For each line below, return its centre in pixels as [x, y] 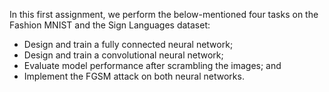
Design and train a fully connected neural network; [128, 44]
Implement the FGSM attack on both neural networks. [134, 76]
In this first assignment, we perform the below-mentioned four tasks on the [164, 14]
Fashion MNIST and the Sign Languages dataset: [110, 25]
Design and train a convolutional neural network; [123, 55]
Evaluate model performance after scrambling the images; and [152, 65]
